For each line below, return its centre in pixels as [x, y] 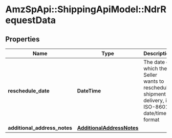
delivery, [154, 100]
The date [154, 62]
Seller [150, 75]
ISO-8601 [156, 107]
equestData [31, 20]
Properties [23, 39]
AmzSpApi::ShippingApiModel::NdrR [86, 9]
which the [155, 68]
